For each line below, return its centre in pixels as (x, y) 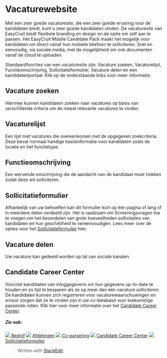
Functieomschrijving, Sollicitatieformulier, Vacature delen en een (71, 70)
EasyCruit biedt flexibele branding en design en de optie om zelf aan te (78, 33)
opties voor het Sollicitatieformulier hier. (46, 229)
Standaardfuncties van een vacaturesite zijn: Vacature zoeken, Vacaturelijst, (83, 64)
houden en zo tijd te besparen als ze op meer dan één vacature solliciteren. (83, 289)
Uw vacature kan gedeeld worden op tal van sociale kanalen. (68, 256)
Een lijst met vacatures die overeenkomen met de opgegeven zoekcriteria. (82, 136)
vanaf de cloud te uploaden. (34, 55)
